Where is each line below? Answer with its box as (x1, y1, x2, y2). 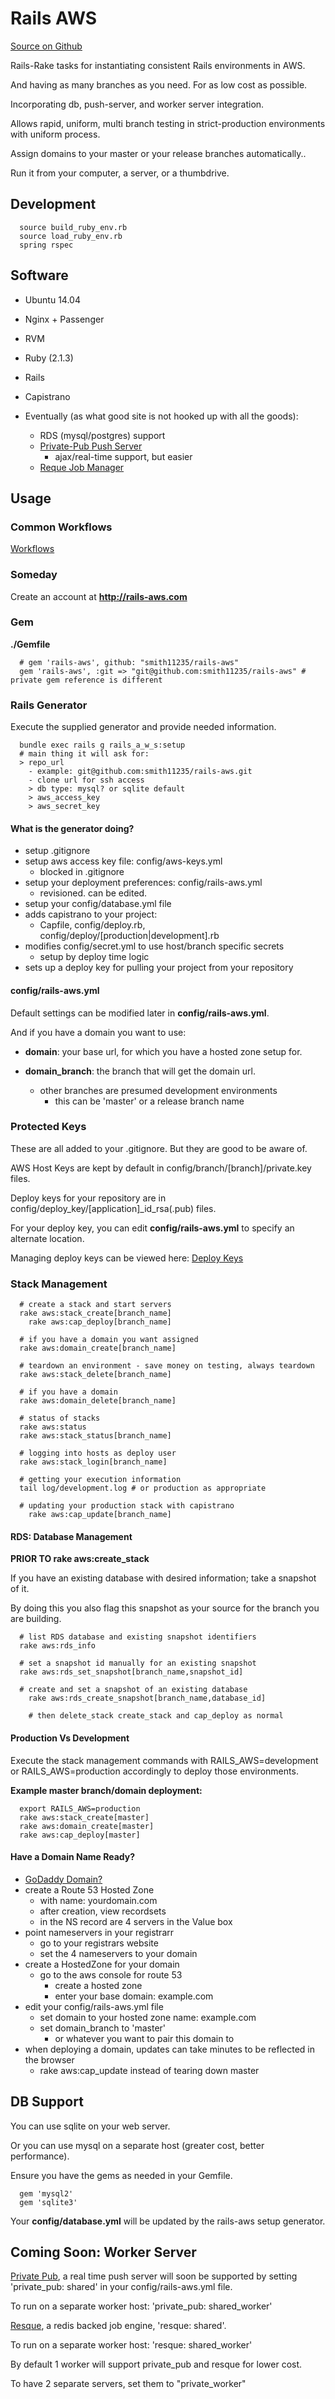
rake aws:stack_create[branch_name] (19, 1308, 172, 1319)
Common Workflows (10, 520, 113, 534)
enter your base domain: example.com (54, 1990, 214, 2002)
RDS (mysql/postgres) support (39, 429, 166, 441)
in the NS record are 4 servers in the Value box (39, 1915, 233, 1927)
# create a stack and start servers (19, 1300, 172, 1310)
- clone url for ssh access (28, 775, 145, 786)
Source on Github (10, 40, 83, 52)
